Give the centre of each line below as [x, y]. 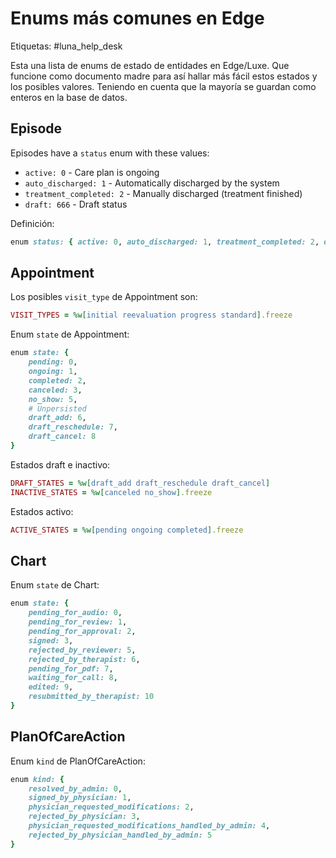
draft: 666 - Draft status [76, 204]
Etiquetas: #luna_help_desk [66, 46]
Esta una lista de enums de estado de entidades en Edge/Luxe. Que [150, 65]
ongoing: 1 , [53, 372]
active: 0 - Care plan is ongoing [92, 172]
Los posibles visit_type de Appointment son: [104, 297]
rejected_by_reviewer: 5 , [82, 650]
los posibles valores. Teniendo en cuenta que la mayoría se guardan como [163, 86]
